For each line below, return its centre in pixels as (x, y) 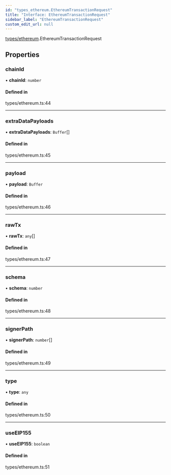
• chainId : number (23, 80)
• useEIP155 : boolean (27, 444)
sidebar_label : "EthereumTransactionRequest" (54, 19)
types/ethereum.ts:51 (27, 467)
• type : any (17, 392)
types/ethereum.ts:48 (28, 311)
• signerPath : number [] (29, 340)
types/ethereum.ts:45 (28, 155)
